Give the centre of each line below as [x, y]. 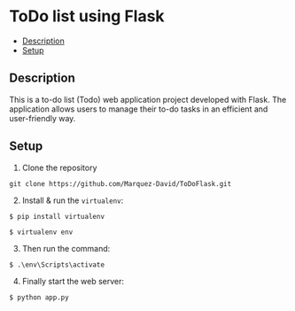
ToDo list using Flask [87, 16]
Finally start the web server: [73, 281]
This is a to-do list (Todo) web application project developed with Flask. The [148, 99]
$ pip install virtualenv [57, 216]
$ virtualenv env [41, 232]
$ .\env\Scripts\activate [57, 264]
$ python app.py [39, 297]
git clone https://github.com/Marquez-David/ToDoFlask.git [120, 183]
